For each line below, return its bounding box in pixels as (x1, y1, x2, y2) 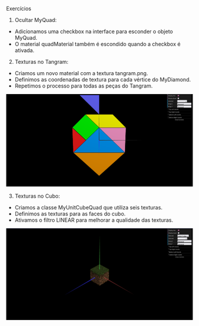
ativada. (14, 47, 34, 54)
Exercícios (6, 5, 31, 12)
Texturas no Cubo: (14, 192, 60, 200)
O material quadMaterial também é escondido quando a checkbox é (14, 41, 181, 47)
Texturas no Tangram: (14, 59, 69, 65)
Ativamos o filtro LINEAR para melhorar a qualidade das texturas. (14, 217, 174, 224)
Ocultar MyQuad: (14, 17, 57, 23)
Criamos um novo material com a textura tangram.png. (14, 70, 148, 76)
